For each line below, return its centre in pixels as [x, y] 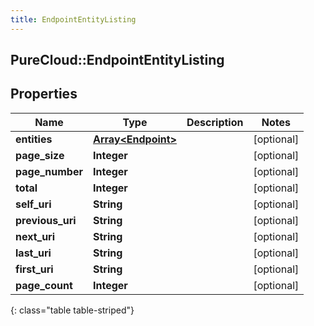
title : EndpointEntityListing [73, 19]
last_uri [33, 253]
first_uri [34, 269]
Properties [44, 94]
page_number [49, 171]
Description [215, 122]
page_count [44, 285]
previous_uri [46, 220]
